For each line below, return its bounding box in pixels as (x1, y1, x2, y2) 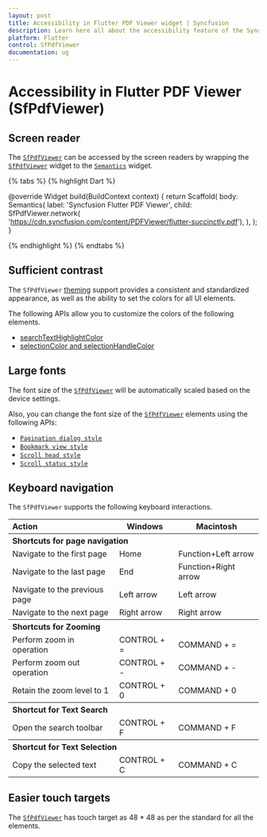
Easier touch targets (8, 792, 111, 805)
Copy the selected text (12, 759, 97, 770)
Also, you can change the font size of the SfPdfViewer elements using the (8, 409, 248, 418)
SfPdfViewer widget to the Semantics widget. (8, 161, 153, 170)
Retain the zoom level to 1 (12, 684, 110, 696)
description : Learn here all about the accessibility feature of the (8, 26, 244, 34)
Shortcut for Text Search (12, 704, 109, 715)
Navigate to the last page (12, 566, 106, 577)
